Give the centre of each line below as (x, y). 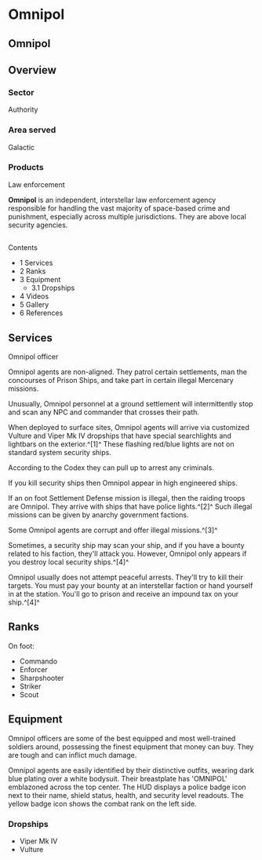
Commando (38, 661)
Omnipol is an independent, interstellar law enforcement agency (112, 200)
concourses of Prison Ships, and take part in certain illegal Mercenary (121, 380)
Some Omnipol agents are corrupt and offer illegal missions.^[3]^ (113, 530)
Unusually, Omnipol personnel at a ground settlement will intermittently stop (131, 404)
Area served (32, 130)
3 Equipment (40, 280)
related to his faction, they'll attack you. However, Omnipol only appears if (127, 554)
